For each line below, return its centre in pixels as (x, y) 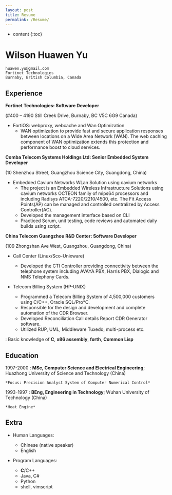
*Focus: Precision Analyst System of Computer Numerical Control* (78, 383)
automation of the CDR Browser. (54, 313)
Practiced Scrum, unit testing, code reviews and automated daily (89, 221)
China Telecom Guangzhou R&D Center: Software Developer (71, 236)
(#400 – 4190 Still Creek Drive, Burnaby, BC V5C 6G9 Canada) (71, 115)
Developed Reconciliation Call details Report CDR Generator (84, 319)
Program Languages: (35, 460)
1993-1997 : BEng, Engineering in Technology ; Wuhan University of (78, 392)
